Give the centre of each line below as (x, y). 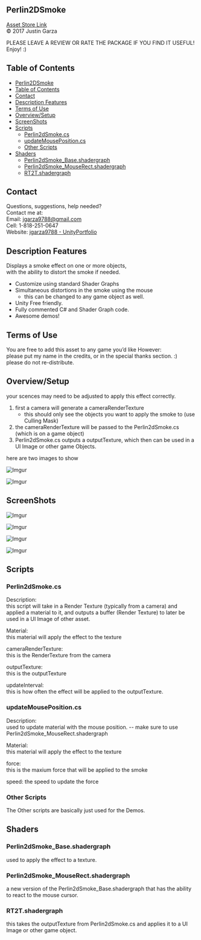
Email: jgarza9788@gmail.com (44, 219)
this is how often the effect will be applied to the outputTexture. (85, 692)
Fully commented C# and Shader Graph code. (72, 310)
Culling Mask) (41, 421)
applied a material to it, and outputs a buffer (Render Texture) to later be (96, 613)
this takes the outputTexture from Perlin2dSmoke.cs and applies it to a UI (97, 924)
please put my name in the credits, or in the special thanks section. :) (92, 356)
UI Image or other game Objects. (56, 446)
